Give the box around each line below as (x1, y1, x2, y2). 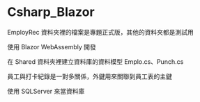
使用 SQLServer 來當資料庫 (7, 87, 85, 95)
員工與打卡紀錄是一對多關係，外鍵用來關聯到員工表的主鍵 (7, 72, 172, 80)
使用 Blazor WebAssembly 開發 (7, 42, 96, 51)
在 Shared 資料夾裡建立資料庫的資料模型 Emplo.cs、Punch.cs (7, 57, 184, 66)
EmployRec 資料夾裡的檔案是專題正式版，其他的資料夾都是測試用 (7, 28, 194, 36)
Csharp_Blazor (7, 4, 95, 20)
